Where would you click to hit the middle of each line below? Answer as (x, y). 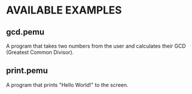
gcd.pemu (25, 32)
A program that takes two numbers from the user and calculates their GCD (96, 46)
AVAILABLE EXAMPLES (64, 10)
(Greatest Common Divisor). (40, 52)
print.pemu (27, 71)
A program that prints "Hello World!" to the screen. (67, 85)
